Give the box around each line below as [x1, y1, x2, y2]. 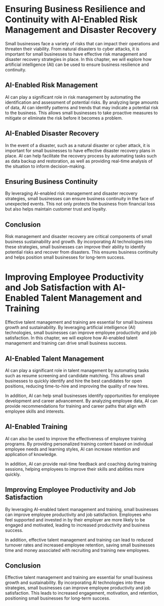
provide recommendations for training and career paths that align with [5, 403, 146, 409]
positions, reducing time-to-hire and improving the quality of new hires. [5, 383, 149, 389]
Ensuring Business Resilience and [5, 3, 146, 15]
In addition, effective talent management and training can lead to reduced [5, 537, 153, 543]
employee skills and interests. [5, 408, 65, 414]
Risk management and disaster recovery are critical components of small [5, 234, 153, 240]
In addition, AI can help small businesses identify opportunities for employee [5, 393, 160, 398]
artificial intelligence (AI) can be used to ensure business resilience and [5, 61, 149, 67]
